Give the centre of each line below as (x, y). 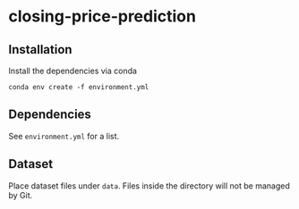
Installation (40, 50)
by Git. (21, 195)
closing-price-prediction (102, 17)
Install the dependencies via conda (73, 71)
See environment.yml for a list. (64, 136)
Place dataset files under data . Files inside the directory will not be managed (149, 186)
